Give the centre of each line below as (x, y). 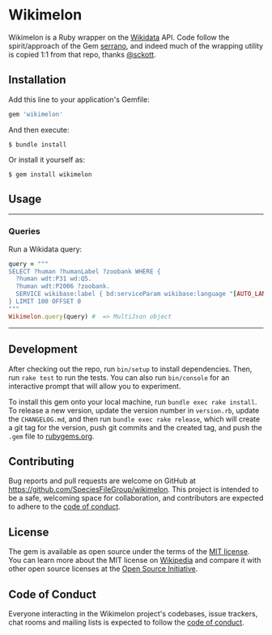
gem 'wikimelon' (36, 114)
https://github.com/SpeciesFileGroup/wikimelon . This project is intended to (134, 489)
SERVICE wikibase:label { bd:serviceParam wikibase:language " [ (126, 294)
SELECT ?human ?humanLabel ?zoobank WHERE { (85, 271)
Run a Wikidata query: (45, 249)
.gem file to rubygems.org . (51, 436)
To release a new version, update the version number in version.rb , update (134, 410)
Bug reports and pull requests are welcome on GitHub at (102, 481)
